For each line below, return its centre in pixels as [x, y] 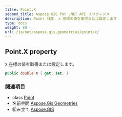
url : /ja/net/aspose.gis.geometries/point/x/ [52, 32]
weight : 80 [16, 28]
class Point [23, 97]
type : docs [16, 23]
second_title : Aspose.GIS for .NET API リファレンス [58, 14]
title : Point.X [20, 9]
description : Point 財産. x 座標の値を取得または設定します [61, 18]
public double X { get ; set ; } [37, 73]
